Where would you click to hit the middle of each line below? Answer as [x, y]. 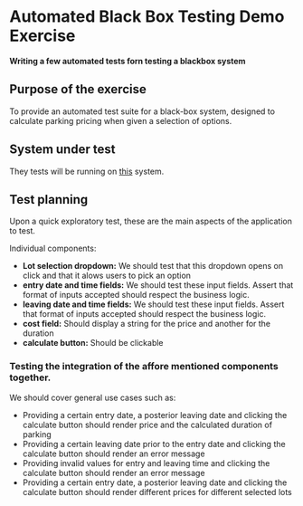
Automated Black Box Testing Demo [147, 17]
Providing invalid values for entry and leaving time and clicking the [146, 463]
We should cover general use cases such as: [93, 397]
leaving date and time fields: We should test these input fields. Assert [153, 304]
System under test [62, 150]
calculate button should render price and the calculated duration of [147, 425]
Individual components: [53, 248]
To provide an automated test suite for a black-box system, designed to [142, 111]
